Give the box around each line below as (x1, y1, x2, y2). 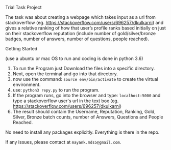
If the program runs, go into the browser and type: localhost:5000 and (12, 93, 161, 98)
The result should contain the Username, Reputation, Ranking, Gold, (12, 109, 156, 114)
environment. (12, 81, 41, 87)
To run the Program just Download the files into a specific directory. (12, 66, 155, 71)
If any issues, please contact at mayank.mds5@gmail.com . (5, 139, 121, 145)
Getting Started (5, 46, 38, 51)
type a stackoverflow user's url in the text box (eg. (12, 98, 119, 104)
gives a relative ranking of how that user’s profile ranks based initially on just (5, 25, 166, 31)
